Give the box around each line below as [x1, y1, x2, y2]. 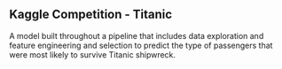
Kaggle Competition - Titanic [9, 7, 173, 22]
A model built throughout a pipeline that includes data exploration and [9, 30, 264, 41]
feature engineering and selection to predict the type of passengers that [9, 40, 273, 50]
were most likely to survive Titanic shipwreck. [9, 49, 176, 60]
